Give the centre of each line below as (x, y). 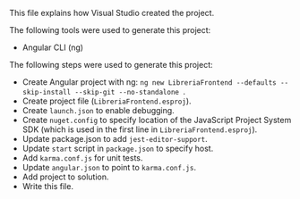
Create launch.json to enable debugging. (98, 110)
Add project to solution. (65, 177)
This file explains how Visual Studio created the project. (112, 13)
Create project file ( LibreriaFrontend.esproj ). (107, 101)
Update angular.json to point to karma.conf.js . (109, 167)
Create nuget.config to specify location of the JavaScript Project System (157, 120)
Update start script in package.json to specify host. (118, 148)
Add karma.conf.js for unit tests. (82, 158)
